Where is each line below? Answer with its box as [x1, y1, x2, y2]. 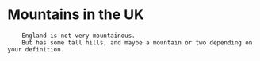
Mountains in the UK [7, 6, 144, 24]
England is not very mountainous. [21, 32, 136, 40]
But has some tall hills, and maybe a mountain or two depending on [21, 38, 253, 47]
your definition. [7, 45, 65, 53]
